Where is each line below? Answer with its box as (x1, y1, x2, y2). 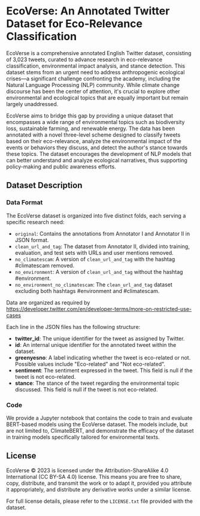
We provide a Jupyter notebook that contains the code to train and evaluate (6, 414, 193, 421)
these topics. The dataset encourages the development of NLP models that (6, 150, 192, 157)
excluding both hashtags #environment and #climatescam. (14, 287, 160, 294)
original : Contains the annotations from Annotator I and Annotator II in (14, 230, 190, 237)
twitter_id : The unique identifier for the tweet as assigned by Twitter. (14, 334, 185, 342)
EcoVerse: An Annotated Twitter (6, 4, 170, 18)
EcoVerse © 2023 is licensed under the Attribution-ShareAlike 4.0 (6, 466, 169, 474)
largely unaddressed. (6, 100, 59, 107)
